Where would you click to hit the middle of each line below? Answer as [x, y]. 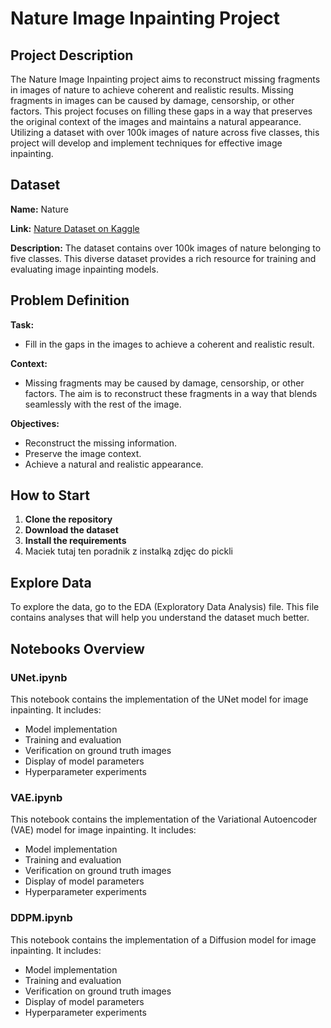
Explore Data [51, 582]
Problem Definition [70, 300]
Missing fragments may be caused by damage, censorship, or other [164, 383]
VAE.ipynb [36, 797]
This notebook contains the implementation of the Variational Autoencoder [164, 819]
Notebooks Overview [77, 648]
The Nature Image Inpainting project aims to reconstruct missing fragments [165, 79]
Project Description [72, 55]
